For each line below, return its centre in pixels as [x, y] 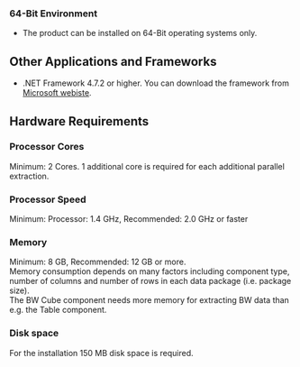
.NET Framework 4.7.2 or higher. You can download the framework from [156, 83]
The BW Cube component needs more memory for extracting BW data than [150, 300]
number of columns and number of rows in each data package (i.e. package [150, 281]
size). [19, 290]
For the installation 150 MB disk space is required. [101, 353]
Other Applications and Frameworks [113, 61]
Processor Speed [48, 199]
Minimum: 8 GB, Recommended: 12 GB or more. [98, 262]
